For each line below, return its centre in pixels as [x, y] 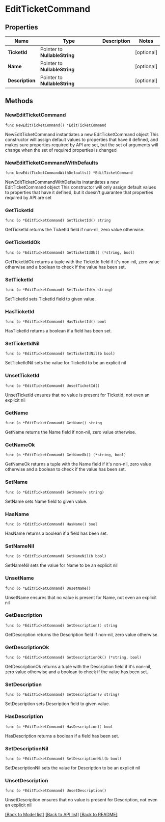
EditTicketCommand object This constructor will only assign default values [81, 187]
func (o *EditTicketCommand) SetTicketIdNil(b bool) [60, 354]
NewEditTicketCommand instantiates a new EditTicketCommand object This [82, 134]
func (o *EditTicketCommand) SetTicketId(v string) [59, 290]
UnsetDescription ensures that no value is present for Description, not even [82, 800]
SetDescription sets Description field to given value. [58, 704]
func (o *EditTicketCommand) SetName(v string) [55, 492]
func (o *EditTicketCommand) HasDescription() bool [59, 727]
